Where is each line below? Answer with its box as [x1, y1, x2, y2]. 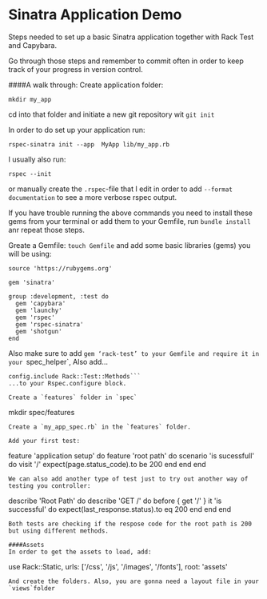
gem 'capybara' [15, 299, 66, 307]
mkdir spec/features [8, 407, 75, 417]
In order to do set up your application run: [8, 125, 145, 134]
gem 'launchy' [15, 306, 62, 314]
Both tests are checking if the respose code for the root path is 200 [8, 520, 252, 528]
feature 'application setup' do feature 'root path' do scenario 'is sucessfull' [8, 450, 255, 461]
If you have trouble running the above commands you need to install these [8, 208, 253, 218]
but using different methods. [8, 526, 110, 535]
